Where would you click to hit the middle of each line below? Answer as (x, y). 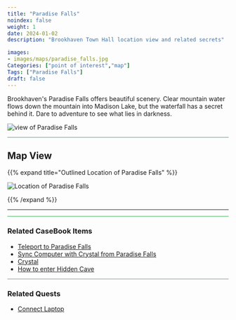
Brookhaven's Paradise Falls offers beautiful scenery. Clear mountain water (116, 98)
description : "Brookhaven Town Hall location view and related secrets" (116, 40)
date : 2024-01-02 (33, 33)
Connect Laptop (41, 309)
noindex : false (29, 20)
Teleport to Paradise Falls (54, 246)
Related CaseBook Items (50, 231)
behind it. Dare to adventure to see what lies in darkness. (90, 114)
